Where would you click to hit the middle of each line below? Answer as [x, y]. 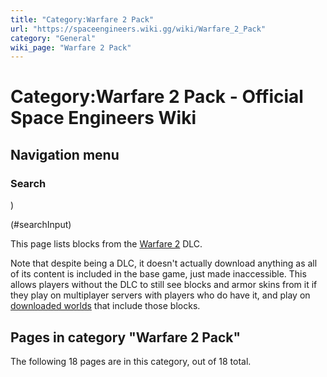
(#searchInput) [41, 225]
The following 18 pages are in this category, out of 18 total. [131, 361]
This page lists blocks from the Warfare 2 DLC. [106, 244]
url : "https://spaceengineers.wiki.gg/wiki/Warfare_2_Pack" [138, 29]
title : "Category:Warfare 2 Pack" [82, 19]
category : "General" [53, 38]
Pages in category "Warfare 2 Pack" [126, 337]
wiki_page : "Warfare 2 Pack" [71, 47]
